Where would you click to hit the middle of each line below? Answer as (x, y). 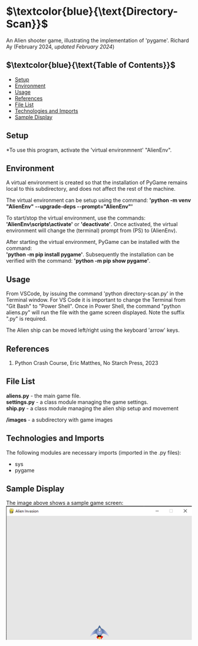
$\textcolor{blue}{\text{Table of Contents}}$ (91, 65)
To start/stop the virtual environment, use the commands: (76, 218)
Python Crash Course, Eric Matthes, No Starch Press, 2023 (86, 363)
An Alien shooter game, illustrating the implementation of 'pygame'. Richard (98, 40)
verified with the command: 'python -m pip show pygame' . (78, 261)
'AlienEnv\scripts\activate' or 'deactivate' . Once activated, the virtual (92, 224)
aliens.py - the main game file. (44, 396)
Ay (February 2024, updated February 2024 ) (60, 47)
